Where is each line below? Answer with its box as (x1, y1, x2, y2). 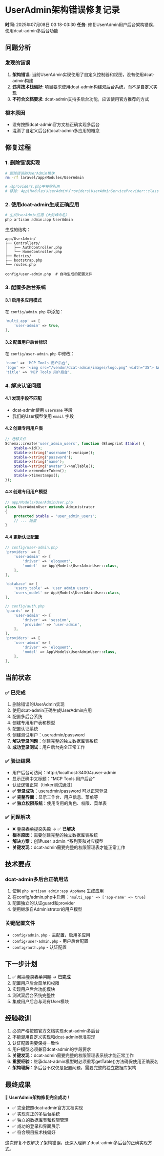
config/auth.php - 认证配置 (12, 944, 67, 950)
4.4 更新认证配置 (5, 534, 39, 540)
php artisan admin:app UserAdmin (5, 217, 73, 222)
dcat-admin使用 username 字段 (12, 407, 73, 413)
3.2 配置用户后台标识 (5, 339, 47, 345)
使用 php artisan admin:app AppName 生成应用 (12, 888, 104, 894)
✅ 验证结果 (5, 758, 31, 765)
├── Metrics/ (5, 253, 32, 259)
